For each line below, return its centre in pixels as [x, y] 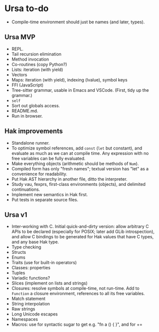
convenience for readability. [39, 174]
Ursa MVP [20, 37]
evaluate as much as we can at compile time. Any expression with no [80, 153]
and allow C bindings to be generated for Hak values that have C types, [83, 237]
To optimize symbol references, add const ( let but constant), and [77, 148]
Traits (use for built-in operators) [44, 263]
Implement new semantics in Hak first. [50, 194]
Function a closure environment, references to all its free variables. [78, 294]
